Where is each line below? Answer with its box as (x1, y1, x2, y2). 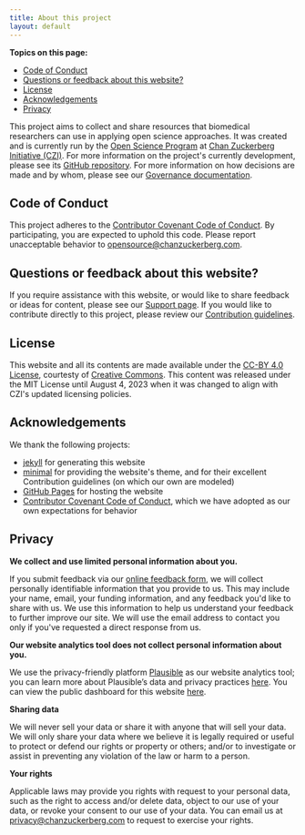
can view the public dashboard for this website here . (9, 686, 207, 697)
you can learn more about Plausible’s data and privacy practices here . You (9, 676, 288, 687)
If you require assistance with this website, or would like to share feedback (9, 290, 290, 300)
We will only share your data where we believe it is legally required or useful (9, 730, 294, 742)
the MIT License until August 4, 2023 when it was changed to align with (9, 379, 279, 390)
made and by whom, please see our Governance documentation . (9, 169, 253, 180)
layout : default (9, 22, 71, 31)
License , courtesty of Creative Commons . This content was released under (9, 369, 291, 380)
